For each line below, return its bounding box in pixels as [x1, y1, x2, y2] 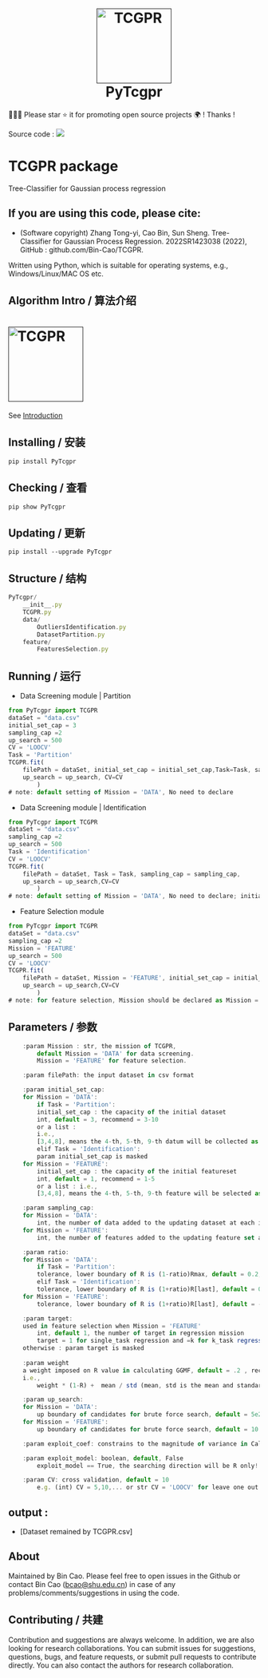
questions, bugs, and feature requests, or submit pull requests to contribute [8, 1652, 257, 1661]
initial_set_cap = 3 [8, 721, 77, 730]
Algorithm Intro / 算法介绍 [8, 294, 137, 307]
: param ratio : [22, 1248, 69, 1257]
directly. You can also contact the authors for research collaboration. [8, 1660, 234, 1670]
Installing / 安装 [8, 436, 86, 449]
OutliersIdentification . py [37, 623, 127, 631]
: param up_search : [22, 1395, 84, 1404]
